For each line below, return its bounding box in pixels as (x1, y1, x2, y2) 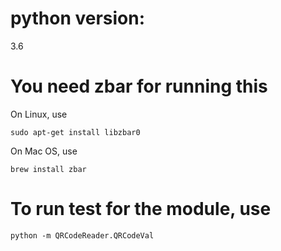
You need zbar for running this (10, 75, 268, 98)
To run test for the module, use (10, 198, 272, 221)
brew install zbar (10, 164, 87, 174)
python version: (10, 7, 146, 30)
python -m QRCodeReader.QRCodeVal (10, 230, 155, 241)
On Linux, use (10, 108, 68, 120)
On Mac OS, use (10, 145, 78, 157)
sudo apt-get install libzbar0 (10, 127, 141, 137)
